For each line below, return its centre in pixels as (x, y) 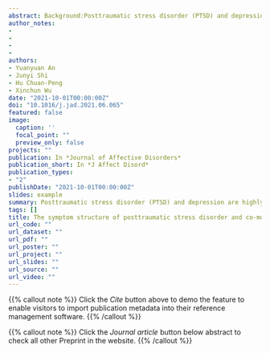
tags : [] (23, 209)
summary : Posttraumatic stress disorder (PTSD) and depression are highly (136, 202)
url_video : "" (32, 277)
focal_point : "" (43, 135)
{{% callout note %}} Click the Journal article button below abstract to (125, 332)
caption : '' (36, 128)
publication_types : (41, 172)
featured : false (35, 113)
